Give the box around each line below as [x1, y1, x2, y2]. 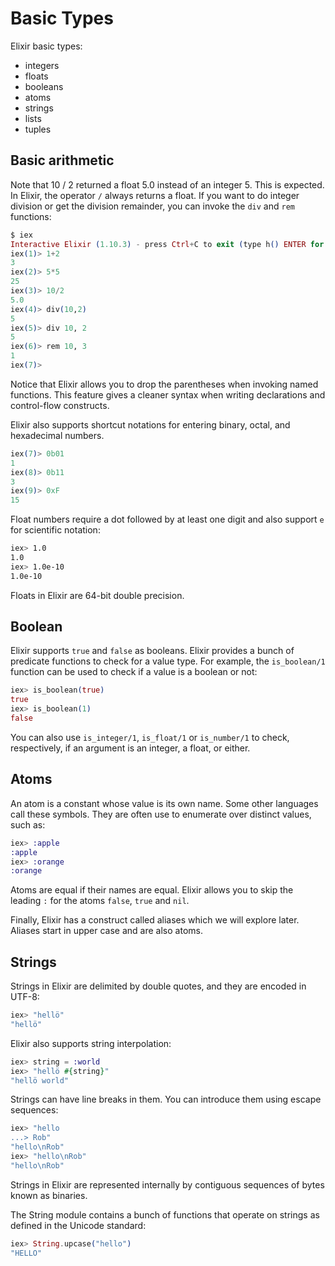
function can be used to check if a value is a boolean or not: [10, 666, 258, 678]
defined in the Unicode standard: [10, 1219, 147, 1231]
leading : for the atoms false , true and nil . [10, 895, 190, 907]
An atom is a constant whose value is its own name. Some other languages [10, 797, 319, 809]
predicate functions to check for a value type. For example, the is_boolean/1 [10, 655, 326, 667]
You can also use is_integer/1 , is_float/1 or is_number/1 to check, [10, 731, 290, 743]
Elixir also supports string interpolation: [10, 1037, 172, 1049]
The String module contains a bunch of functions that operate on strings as [10, 1208, 320, 1221]
